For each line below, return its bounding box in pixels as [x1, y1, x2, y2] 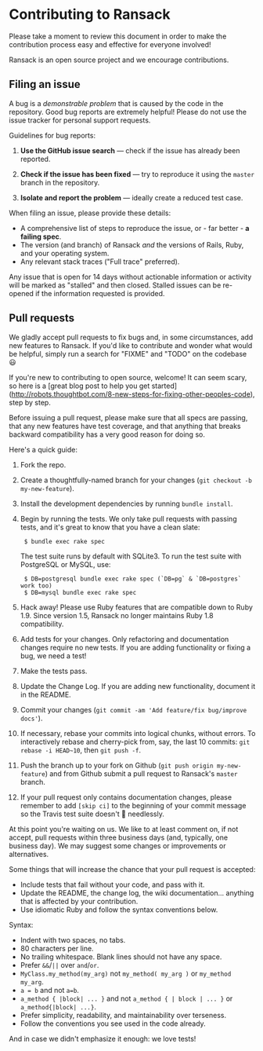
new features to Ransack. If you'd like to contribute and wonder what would [9, 340, 253, 350]
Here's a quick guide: [9, 445, 77, 454]
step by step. [9, 397, 52, 407]
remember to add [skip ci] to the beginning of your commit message [20, 800, 247, 810]
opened [9, 288, 34, 298]
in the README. [20, 690, 71, 699]
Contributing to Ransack [9, 5, 171, 24]
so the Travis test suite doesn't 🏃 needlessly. [20, 809, 165, 818]
